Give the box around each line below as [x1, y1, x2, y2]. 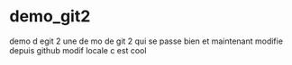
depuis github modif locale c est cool [9, 45, 147, 55]
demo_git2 [9, 6, 91, 27]
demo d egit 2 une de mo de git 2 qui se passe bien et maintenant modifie [9, 36, 284, 46]
